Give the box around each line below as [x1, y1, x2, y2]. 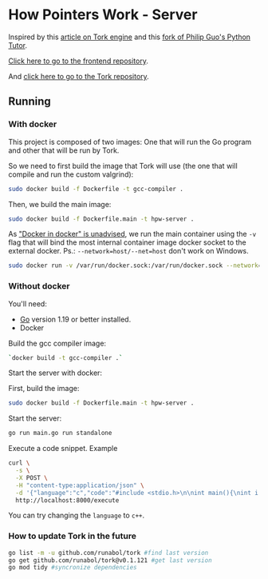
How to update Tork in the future [8, 530, 137, 541]
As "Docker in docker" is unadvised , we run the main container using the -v [8, 230, 257, 239]
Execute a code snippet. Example [8, 444, 118, 453]
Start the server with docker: [8, 368, 102, 377]
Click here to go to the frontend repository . [8, 56, 149, 66]
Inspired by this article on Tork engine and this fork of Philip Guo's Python [8, 32, 251, 42]
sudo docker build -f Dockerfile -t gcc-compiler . [8, 185, 183, 193]
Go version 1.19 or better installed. [19, 314, 132, 324]
